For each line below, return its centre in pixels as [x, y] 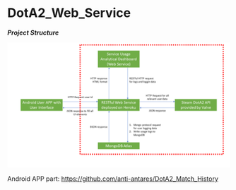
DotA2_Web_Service [69, 13]
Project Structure [33, 32]
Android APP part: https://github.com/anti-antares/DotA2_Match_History [113, 179]
